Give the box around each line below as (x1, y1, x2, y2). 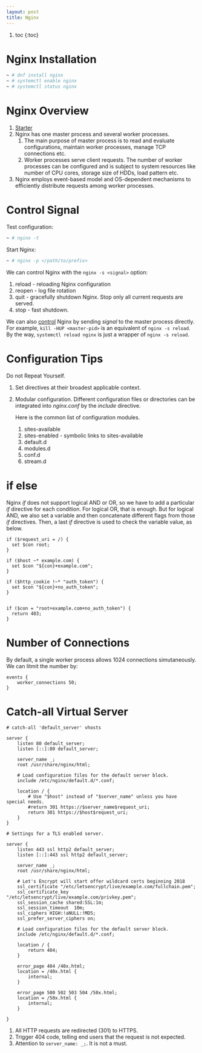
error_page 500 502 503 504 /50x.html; (17, 990, 118, 996)
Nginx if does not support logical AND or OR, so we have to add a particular (6, 499, 195, 506)
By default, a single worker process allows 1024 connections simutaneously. (6, 656, 197, 663)
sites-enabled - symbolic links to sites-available (24, 431, 143, 439)
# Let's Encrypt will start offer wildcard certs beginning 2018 (17, 879, 186, 885)
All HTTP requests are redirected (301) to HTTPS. (15, 1027, 138, 1034)
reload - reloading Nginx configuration (15, 280, 111, 288)
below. (6, 525, 23, 532)
